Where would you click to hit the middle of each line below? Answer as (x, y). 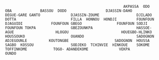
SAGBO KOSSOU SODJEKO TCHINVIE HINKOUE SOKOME (78, 45)
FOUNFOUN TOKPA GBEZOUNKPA (49, 28)
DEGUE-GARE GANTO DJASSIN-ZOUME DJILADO (79, 15)
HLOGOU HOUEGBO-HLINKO (104, 32)
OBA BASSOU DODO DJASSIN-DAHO (69, 11)
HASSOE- (144, 28)
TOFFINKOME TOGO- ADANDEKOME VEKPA (68, 49)
